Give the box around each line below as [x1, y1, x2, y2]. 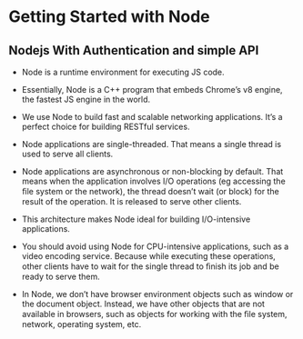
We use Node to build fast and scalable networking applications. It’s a [21, 112, 283, 122]
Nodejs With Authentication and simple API [8, 43, 259, 58]
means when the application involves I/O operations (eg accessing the [21, 175, 286, 186]
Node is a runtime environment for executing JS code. [21, 66, 225, 77]
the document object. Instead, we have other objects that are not [21, 298, 266, 309]
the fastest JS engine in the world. [21, 94, 151, 105]
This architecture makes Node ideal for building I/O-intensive [21, 214, 251, 224]
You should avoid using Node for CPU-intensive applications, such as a [21, 241, 289, 252]
